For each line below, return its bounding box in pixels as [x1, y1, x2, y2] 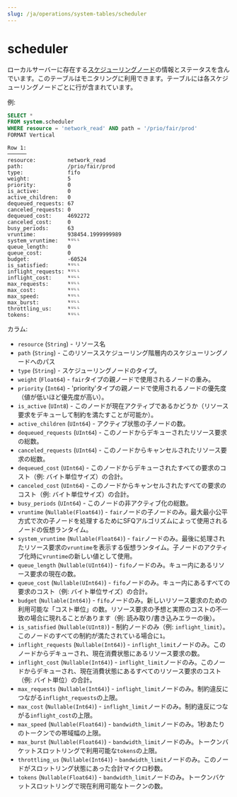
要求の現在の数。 [30, 570, 80, 578]
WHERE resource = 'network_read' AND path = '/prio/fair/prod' [7, 125, 198, 132]
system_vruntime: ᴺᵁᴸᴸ [7, 238, 81, 245]
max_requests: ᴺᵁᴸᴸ [7, 281, 81, 288]
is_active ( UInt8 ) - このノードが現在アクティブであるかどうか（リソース [17, 402, 229, 410]
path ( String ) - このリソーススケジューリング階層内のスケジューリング [17, 349, 222, 357]
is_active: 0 [7, 188, 71, 195]
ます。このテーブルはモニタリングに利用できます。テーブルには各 [19, 74, 210, 82]
